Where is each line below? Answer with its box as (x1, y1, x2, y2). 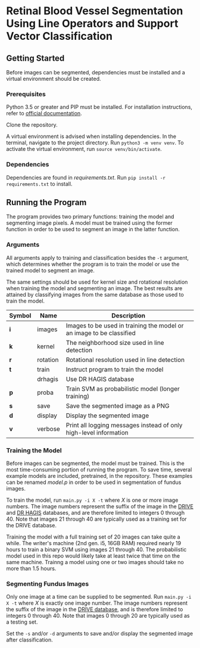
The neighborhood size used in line (65, 338, 165, 347)
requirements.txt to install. (6, 180, 73, 187)
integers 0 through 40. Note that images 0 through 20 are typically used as (6, 612, 190, 619)
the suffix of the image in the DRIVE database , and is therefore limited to (6, 606, 183, 613)
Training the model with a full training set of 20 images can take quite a (6, 533, 180, 540)
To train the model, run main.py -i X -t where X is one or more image (6, 496, 179, 504)
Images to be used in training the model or (65, 321, 184, 329)
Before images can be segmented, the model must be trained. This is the (6, 460, 185, 467)
